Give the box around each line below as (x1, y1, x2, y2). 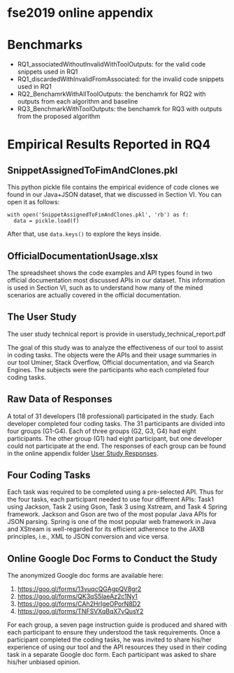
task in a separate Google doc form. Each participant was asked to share (7, 651, 217, 659)
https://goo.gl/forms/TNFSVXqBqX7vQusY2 (17, 607, 144, 616)
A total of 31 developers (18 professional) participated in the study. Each (7, 411, 214, 420)
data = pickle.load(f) (13, 218, 80, 225)
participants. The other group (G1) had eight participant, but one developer (7, 434, 222, 442)
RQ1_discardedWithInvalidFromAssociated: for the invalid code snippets (17, 75, 224, 83)
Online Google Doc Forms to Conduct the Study (7, 553, 218, 565)
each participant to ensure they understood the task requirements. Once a (7, 628, 221, 637)
